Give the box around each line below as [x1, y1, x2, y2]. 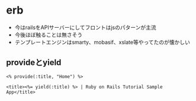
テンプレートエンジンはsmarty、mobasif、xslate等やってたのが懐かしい [14, 38, 191, 45]
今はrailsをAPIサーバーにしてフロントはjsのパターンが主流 [14, 24, 156, 31]
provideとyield [6, 57, 62, 68]
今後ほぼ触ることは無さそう [14, 31, 83, 38]
